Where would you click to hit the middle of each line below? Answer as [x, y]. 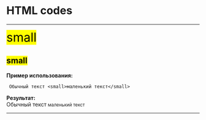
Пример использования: [40, 75]
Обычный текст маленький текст [46, 104]
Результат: [21, 97]
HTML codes [39, 11]
